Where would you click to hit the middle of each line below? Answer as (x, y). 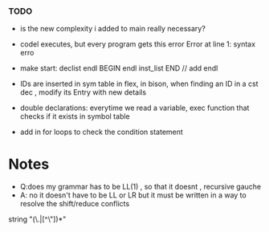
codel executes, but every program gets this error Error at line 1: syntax (137, 44)
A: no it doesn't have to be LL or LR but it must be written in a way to (133, 195)
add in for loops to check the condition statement (101, 132)
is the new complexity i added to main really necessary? (113, 29)
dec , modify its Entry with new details (83, 92)
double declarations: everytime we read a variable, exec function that (134, 108)
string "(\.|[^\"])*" (37, 219)
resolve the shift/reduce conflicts (75, 204)
